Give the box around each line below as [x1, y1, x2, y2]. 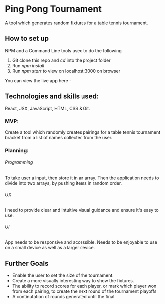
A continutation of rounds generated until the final [12, 294, 115, 300]
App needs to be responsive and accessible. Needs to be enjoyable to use [5, 239, 158, 245]
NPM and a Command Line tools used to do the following [5, 47, 122, 53]
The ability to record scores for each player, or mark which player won [12, 283, 157, 289]
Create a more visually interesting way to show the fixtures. [12, 278, 134, 284]
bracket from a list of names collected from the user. [5, 134, 113, 140]
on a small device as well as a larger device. [5, 245, 95, 251]
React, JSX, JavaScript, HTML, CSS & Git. [5, 105, 90, 111]
